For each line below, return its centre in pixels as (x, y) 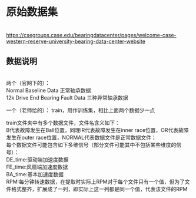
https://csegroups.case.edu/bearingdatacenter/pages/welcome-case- (91, 35)
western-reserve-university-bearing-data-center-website (76, 41)
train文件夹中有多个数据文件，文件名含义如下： (63, 123)
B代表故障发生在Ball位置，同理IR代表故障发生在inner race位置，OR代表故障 (98, 130)
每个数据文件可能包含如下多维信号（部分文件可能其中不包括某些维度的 (91, 144)
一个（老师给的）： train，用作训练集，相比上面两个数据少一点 (81, 110)
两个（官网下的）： (28, 82)
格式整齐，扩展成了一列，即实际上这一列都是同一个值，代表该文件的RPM (99, 189)
